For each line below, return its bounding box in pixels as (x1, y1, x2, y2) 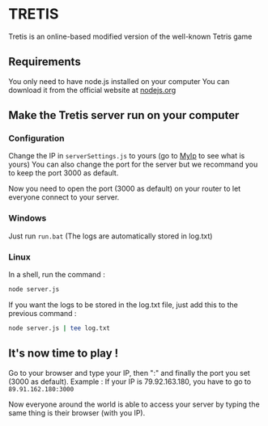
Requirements (8, 55, 81, 69)
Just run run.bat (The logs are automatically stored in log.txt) (8, 231, 213, 241)
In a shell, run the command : (8, 270, 105, 280)
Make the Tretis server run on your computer (8, 108, 240, 122)
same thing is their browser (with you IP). (8, 407, 146, 417)
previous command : (8, 308, 77, 318)
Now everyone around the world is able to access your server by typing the (8, 399, 261, 409)
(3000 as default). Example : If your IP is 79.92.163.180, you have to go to (8, 377, 252, 386)
